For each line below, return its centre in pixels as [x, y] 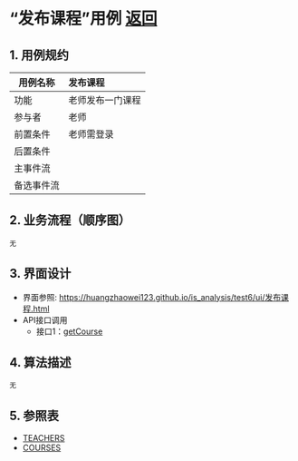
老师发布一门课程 [105, 100]
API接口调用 [45, 319]
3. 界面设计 [40, 274]
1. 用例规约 [39, 55]
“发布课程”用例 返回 [83, 19]
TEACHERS [43, 438]
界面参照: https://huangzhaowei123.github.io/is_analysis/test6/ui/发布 [152, 297]
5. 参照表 [34, 415]
